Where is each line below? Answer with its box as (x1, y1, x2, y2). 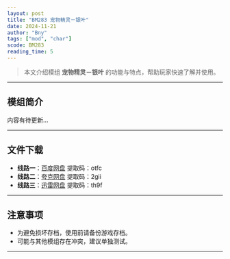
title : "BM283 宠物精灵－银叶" (7, 16, 89, 23)
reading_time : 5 (7, 49, 53, 56)
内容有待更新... (7, 116, 49, 124)
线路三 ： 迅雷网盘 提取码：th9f (16, 181, 103, 189)
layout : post (7, 10, 44, 17)
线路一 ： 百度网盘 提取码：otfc (16, 164, 103, 172)
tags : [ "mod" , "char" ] (7, 36, 72, 42)
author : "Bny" (7, 29, 48, 36)
